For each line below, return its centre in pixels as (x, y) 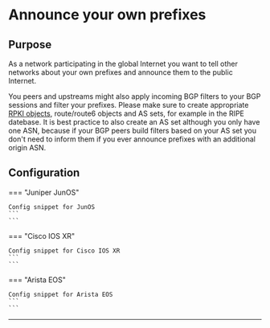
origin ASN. (27, 148)
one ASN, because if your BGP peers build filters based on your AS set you (133, 131)
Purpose (30, 45)
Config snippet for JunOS (51, 207)
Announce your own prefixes (107, 15)
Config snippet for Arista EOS (61, 294)
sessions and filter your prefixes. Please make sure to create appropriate (129, 105)
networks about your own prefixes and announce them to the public (121, 72)
